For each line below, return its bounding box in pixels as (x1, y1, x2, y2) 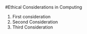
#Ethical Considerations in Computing (5, 4, 83, 10)
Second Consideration (12, 19, 58, 25)
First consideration (12, 14, 51, 19)
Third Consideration (12, 24, 53, 30)
